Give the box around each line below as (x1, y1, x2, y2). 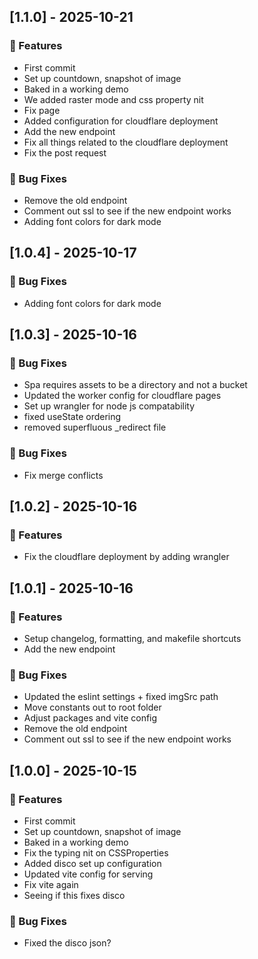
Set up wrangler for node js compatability (23, 400, 196, 412)
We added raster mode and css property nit (23, 93, 204, 105)
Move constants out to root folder (23, 701, 162, 714)
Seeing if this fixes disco (23, 890, 126, 902)
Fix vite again (23, 879, 79, 891)
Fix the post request (23, 146, 107, 159)
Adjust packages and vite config (23, 712, 158, 724)
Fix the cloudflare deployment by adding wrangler (23, 551, 230, 563)
